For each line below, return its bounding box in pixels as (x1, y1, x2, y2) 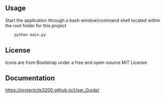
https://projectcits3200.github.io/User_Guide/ (5, 87, 100, 93)
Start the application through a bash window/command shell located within (5, 17, 160, 23)
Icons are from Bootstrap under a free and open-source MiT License (5, 59, 147, 65)
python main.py (14, 32, 46, 37)
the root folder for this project (5, 22, 66, 28)
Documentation (5, 73, 55, 82)
